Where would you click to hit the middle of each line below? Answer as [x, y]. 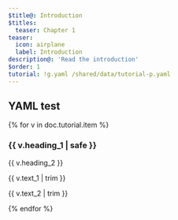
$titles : [22, 23]
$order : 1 [24, 67]
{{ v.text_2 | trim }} [38, 193]
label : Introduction [49, 52]
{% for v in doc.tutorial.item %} [59, 125]
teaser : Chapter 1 [46, 30]
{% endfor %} [31, 208]
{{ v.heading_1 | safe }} [52, 145]
